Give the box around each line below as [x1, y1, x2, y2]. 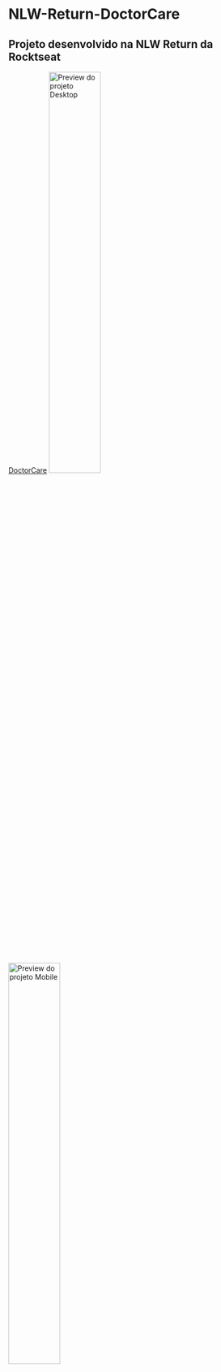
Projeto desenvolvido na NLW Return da [8, 37, 214, 51]
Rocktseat [8, 50, 61, 63]
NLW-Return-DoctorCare [8, 5, 181, 24]
